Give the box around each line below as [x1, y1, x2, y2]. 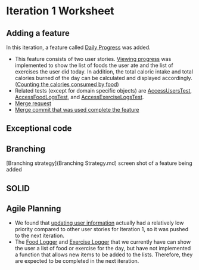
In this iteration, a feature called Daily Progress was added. [6, 44, 151, 51]
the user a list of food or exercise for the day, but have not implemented [14, 245, 191, 252]
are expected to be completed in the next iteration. [14, 257, 139, 265]
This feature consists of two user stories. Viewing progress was [14, 56, 172, 62]
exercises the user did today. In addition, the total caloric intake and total [14, 68, 194, 75]
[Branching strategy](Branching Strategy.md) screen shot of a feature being [6, 159, 192, 167]
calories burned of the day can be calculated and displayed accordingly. [14, 75, 192, 81]
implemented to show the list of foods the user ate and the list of [14, 62, 174, 69]
